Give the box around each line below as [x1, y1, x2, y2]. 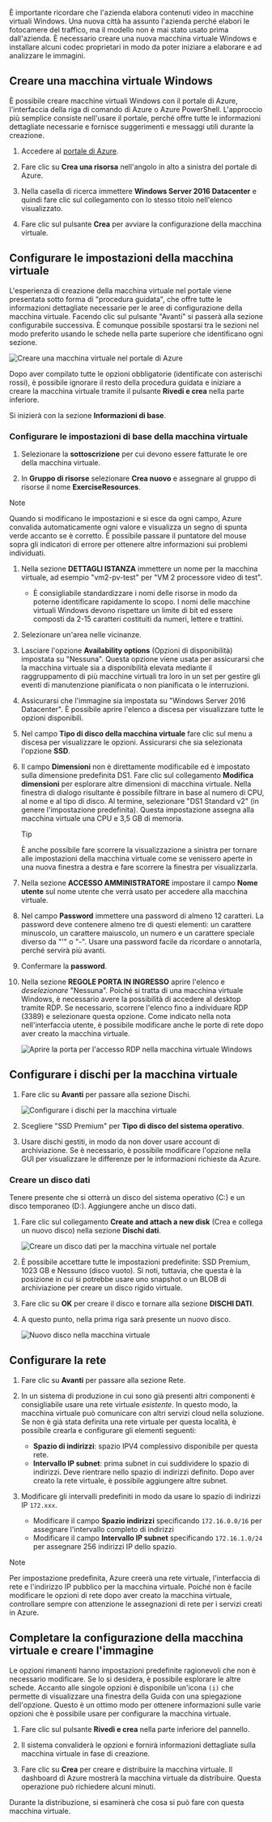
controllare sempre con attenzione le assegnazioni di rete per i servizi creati [9, 1599, 262, 1608]
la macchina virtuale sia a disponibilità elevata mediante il [20, 663, 213, 672]
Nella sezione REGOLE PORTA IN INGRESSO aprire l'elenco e [20, 977, 225, 987]
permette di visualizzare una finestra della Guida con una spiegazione [9, 1691, 242, 1701]
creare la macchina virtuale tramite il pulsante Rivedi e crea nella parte [9, 386, 245, 395]
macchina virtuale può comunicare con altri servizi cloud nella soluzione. [20, 1408, 265, 1418]
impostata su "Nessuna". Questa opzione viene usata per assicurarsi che [20, 654, 265, 663]
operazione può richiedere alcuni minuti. [20, 1781, 156, 1791]
